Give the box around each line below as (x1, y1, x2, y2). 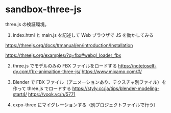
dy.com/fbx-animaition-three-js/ (12, 68, 81, 75)
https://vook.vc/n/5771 (28, 91, 76, 97)
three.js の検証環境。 (5, 21, 50, 27)
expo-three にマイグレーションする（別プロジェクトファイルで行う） (12, 101, 158, 108)
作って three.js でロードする (12, 85, 71, 92)
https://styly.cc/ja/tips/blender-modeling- (72, 85, 160, 92)
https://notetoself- (118, 62, 157, 69)
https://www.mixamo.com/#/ (81, 68, 142, 75)
